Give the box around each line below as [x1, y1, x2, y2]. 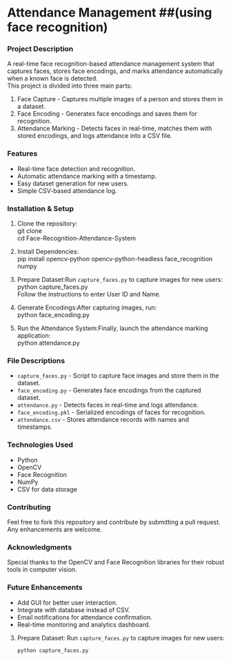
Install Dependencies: [17, 247, 79, 256]
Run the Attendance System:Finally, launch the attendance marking [17, 324, 208, 332]
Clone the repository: [17, 219, 78, 228]
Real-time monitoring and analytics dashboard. [17, 620, 150, 629]
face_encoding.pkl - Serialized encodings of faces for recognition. [17, 408, 206, 416]
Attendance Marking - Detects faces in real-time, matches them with [17, 124, 212, 132]
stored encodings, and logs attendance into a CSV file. [17, 132, 172, 140]
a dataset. [17, 102, 46, 111]
